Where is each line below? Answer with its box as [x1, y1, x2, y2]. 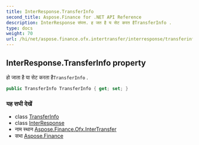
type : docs [6, 25, 33, 31]
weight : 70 [6, 31, 33, 37]
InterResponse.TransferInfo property [6, 58, 146, 68]
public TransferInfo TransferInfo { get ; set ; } [6, 85, 129, 92]
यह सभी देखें [6, 99, 33, 108]
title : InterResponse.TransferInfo [6, 8, 94, 15]
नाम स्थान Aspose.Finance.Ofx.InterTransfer [14, 125, 117, 133]
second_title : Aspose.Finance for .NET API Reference [6, 14, 142, 20]
